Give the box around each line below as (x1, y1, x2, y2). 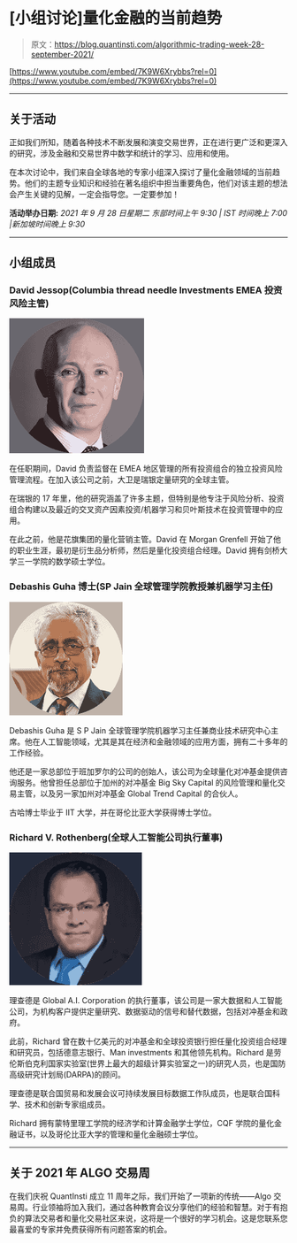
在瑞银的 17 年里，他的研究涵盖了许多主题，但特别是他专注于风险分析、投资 (9, 493, 285, 504)
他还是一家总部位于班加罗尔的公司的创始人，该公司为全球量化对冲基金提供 (9, 766, 280, 777)
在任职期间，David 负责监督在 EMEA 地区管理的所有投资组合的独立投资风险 (9, 464, 283, 474)
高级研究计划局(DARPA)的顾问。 (9, 1070, 126, 1080)
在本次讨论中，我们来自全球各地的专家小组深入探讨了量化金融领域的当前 (9, 166, 272, 177)
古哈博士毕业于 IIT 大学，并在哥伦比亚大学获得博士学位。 (9, 807, 217, 817)
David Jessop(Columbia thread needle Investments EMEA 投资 (9, 284, 283, 296)
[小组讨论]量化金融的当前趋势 (9, 8, 223, 28)
